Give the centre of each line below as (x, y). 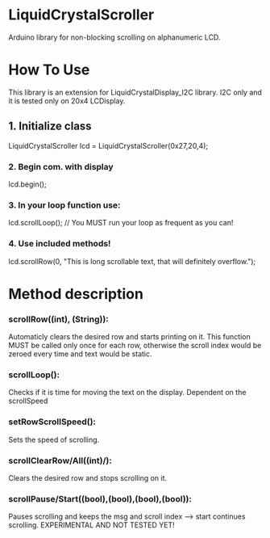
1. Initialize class (50, 126)
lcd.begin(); (27, 184)
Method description (76, 294)
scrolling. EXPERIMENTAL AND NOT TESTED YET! (91, 525)
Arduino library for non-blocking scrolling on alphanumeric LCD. (114, 37)
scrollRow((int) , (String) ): (58, 319)
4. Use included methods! (60, 244)
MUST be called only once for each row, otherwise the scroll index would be (135, 346)
